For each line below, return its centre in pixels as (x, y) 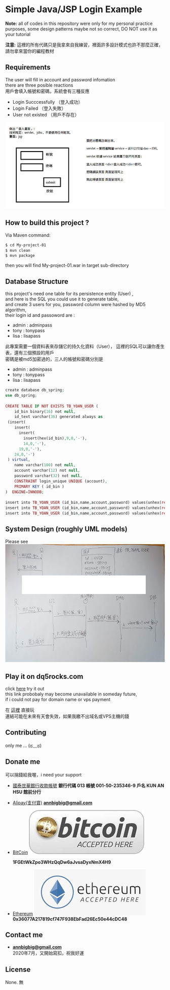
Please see (17, 541)
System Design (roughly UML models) (66, 529)
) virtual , (19, 460)
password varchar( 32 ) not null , (48, 476)
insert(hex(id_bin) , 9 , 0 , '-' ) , (55, 438)
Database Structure (37, 281)
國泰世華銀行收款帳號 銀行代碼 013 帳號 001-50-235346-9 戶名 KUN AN (88, 785)
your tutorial (18, 34)
